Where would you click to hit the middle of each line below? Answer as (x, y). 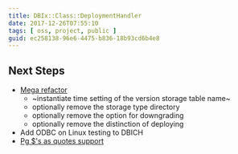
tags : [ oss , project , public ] (62, 30)
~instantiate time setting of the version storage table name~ (131, 99)
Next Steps (37, 70)
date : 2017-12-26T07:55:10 (53, 23)
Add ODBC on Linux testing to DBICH (81, 132)
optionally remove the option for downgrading (108, 115)
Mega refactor (44, 90)
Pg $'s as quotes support (62, 141)
